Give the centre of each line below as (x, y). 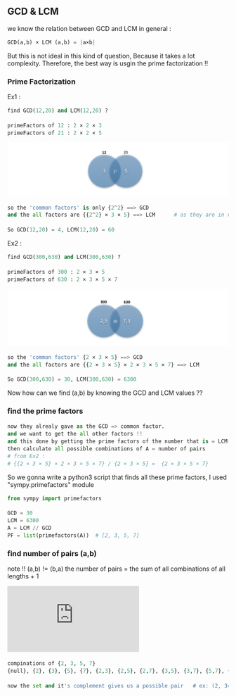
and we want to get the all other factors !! (75, 434)
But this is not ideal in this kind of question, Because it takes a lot (101, 56)
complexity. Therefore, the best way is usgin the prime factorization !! (108, 63)
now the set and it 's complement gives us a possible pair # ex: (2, (114, 685)
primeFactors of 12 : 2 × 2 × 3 (54, 125)
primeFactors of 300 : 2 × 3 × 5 (56, 272)
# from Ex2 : (26, 456)
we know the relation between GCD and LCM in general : (89, 28)
